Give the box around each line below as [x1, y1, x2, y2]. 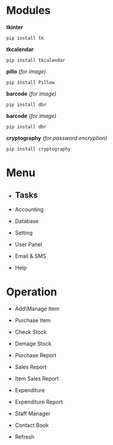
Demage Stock [14, 340, 52, 347]
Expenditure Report [14, 398, 63, 405]
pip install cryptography [6, 146, 71, 152]
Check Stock [14, 328, 47, 336]
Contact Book [14, 422, 49, 429]
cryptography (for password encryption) [6, 134, 108, 141]
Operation [6, 285, 57, 299]
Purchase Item [14, 316, 51, 324]
